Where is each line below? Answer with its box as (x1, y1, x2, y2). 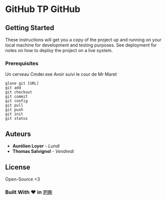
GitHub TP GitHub (5, 4, 80, 15)
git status (5, 116, 28, 121)
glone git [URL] (5, 81, 39, 86)
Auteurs (5, 129, 31, 138)
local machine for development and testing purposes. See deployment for (5, 42, 157, 48)
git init (5, 112, 23, 117)
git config (5, 99, 28, 104)
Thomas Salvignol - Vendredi (12, 148, 74, 154)
